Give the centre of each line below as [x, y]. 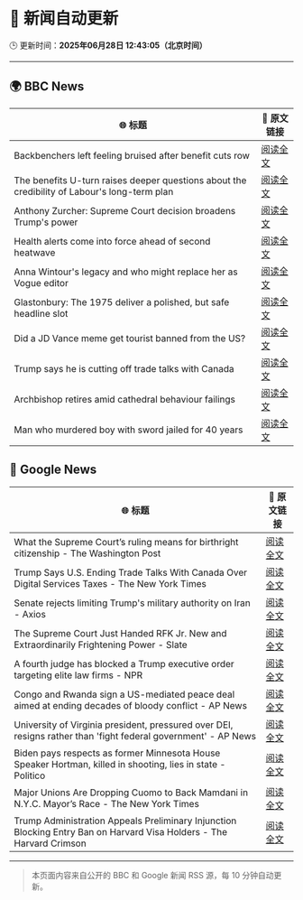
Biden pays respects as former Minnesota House [117, 753]
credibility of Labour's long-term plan [94, 191]
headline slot [41, 313]
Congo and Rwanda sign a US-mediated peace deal [124, 694]
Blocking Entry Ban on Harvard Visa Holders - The [121, 831]
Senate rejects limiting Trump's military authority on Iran [132, 603]
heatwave [35, 252]
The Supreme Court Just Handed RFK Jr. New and [120, 633]
